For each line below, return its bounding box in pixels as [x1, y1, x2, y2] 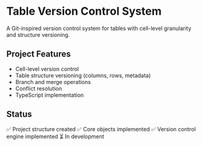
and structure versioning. [6, 31, 70, 38]
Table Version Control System [6, 4, 161, 18]
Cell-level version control [15, 65, 79, 72]
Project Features [6, 49, 71, 60]
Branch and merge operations [15, 78, 91, 85]
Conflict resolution [15, 85, 63, 92]
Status [6, 109, 33, 120]
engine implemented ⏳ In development [6, 133, 104, 140]
